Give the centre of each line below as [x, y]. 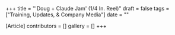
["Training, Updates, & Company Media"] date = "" [67, 15]
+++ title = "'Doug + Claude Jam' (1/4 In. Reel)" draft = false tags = [87, 8]
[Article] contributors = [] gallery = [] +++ [56, 26]
